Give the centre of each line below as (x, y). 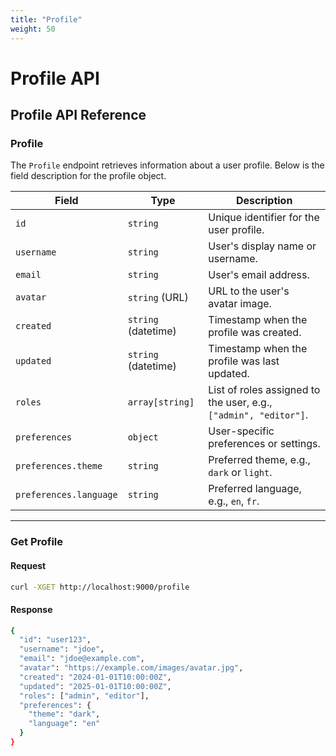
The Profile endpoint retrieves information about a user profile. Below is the (167, 165)
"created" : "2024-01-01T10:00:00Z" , (95, 677)
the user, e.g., (240, 403)
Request (28, 565)
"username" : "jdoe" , (62, 649)
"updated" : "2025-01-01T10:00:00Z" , (95, 686)
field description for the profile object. (88, 176)
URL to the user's (249, 291)
